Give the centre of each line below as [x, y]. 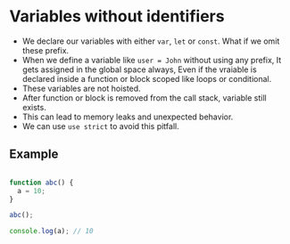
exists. [34, 107]
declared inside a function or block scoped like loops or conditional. [147, 78]
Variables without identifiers [117, 16]
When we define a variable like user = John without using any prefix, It [152, 60]
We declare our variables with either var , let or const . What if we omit [151, 41]
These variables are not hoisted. [81, 88]
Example [34, 155]
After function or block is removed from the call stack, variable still [144, 98]
